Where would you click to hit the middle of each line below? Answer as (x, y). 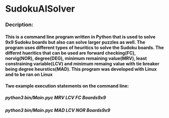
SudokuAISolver (40, 9)
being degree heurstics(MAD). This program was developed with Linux (81, 69)
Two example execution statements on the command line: (67, 86)
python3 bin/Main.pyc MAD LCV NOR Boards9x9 (58, 110)
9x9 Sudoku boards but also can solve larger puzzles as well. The (75, 42)
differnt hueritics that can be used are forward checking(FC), (71, 53)
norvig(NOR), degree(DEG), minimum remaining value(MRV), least (76, 58)
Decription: (19, 25)
